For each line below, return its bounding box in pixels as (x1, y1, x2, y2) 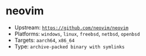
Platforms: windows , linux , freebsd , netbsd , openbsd (14, 30, 140, 37)
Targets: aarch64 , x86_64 (14, 36, 75, 43)
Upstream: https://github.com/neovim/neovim (14, 24, 129, 31)
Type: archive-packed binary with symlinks (14, 43, 125, 50)
